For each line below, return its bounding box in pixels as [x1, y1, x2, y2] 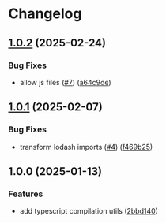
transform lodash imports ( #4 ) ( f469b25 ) [19, 142, 153, 151]
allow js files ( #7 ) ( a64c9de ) [19, 77, 112, 87]
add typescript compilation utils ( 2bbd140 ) [19, 206, 158, 216]
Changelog [8, 5, 82, 23]
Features [8, 188, 43, 199]
